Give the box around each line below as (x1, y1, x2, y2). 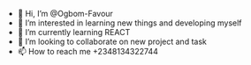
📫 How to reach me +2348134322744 (17, 47, 159, 56)
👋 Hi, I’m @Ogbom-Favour (17, 9, 113, 18)
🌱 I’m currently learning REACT (17, 27, 131, 37)
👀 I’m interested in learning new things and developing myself (17, 18, 242, 28)
